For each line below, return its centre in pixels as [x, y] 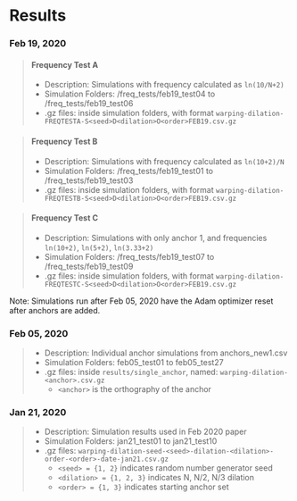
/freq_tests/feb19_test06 [89, 104]
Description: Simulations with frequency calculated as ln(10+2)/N [165, 161]
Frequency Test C [64, 218]
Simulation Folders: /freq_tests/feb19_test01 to [129, 171]
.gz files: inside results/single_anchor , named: [131, 372]
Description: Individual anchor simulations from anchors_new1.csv [166, 353]
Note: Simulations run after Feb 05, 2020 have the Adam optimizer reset [141, 301]
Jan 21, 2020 [38, 412]
